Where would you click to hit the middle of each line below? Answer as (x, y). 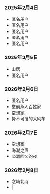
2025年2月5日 (21, 58)
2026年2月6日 (22, 89)
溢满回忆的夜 (24, 156)
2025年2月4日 (22, 7)
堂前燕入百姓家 (26, 106)
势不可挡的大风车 (28, 118)
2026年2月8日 (22, 170)
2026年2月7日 (21, 133)
